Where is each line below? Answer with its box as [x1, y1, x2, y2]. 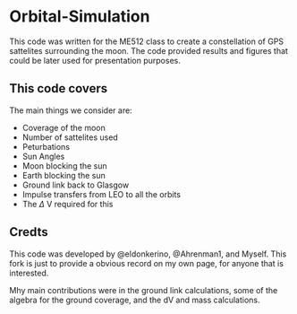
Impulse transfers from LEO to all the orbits [21, 188, 182, 199]
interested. [9, 267, 49, 278]
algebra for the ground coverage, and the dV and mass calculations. [9, 294, 261, 305]
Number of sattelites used [21, 132, 118, 143]
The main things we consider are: [9, 105, 132, 116]
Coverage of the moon [21, 122, 106, 133]
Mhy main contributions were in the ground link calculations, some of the [9, 284, 278, 295]
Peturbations [21, 141, 70, 152]
